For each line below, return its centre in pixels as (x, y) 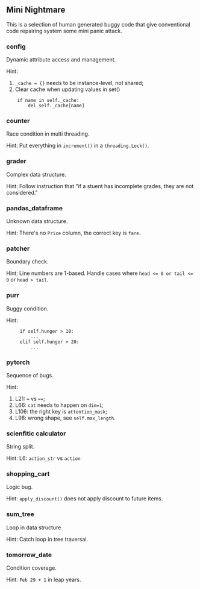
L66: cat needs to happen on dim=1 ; (59, 405)
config (16, 46)
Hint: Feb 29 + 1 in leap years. (44, 580)
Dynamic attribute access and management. (61, 60)
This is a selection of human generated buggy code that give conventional (98, 24)
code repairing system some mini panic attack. (64, 31)
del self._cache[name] (56, 106)
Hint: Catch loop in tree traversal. (47, 539)
